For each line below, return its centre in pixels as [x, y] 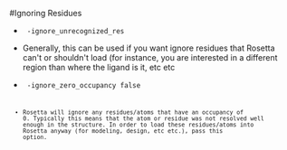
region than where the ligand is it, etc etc [99, 67]
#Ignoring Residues [46, 13]
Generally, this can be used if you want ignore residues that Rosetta [148, 48]
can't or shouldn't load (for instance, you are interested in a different [150, 57]
